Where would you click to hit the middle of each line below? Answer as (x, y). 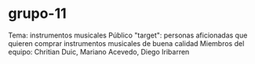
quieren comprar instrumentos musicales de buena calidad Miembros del (126, 43)
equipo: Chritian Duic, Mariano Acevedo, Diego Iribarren (99, 52)
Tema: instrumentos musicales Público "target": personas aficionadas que (128, 35)
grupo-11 (37, 14)
